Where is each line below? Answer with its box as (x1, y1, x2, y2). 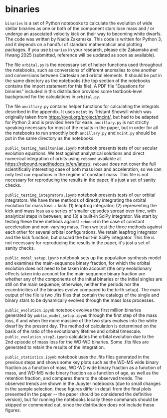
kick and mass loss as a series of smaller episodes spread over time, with (5, 208, 156, 214)
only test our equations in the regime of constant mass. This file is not (5, 171, 149, 177)
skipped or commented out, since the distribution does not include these (5, 401, 155, 407)
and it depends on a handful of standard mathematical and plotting (5, 41, 143, 47)
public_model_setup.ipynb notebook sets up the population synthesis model (5, 254, 162, 261)
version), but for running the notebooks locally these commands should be (5, 396, 159, 402)
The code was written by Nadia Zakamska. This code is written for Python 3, (5, 36, 163, 42)
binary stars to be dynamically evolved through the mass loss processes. (5, 297, 156, 303)
